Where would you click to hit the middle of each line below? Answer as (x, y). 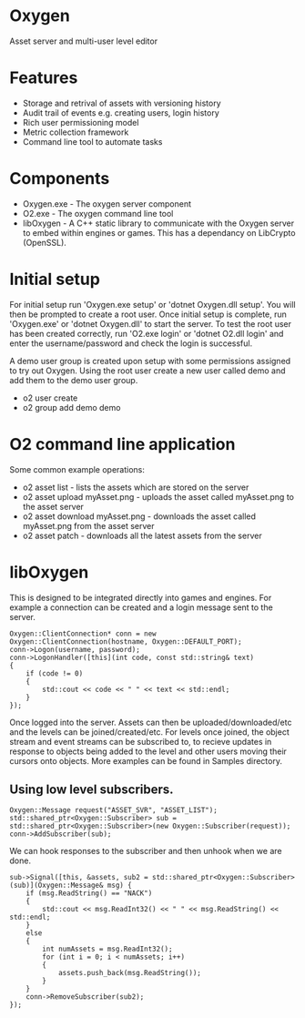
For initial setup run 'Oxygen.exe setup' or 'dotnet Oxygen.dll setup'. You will (152, 304)
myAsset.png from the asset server (88, 525)
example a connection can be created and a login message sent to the (141, 607)
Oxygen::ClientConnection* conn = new (83, 634)
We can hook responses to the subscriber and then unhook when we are (146, 851)
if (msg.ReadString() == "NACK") (89, 893)
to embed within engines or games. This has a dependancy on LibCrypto (159, 232)
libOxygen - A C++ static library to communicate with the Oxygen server (158, 223)
